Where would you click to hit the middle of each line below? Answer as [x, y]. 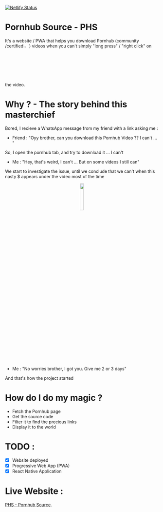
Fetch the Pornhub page [36, 411]
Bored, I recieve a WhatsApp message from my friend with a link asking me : [81, 128]
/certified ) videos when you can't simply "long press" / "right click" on [78, 46]
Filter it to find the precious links [44, 422]
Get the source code [33, 416]
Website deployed [30, 460]
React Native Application [37, 471]
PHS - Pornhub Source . [28, 505]
